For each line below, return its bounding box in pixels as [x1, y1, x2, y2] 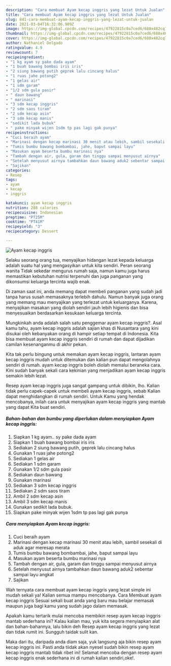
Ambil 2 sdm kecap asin [13, 493, 63, 499]
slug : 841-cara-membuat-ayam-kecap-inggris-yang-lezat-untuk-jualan [6, 17, 154, 22]
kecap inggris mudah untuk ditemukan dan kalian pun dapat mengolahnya [6, 356, 160, 363]
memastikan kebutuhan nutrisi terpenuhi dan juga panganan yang [6, 273, 143, 279]
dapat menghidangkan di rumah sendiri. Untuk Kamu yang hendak [6, 393, 145, 399]
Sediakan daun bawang [13, 471, 63, 477]
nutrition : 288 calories [6, 205, 58, 211]
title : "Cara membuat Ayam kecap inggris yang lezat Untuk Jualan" [6, 12, 152, 17]
